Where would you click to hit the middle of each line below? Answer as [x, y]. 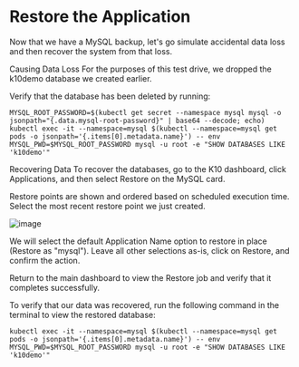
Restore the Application [100, 17]
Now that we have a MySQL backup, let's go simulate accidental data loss [147, 42]
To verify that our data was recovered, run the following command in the [144, 304]
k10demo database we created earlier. [81, 78]
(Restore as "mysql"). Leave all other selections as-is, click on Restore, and [149, 250]
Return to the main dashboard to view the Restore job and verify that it [140, 277]
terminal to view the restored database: [82, 314]
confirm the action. [45, 260]
